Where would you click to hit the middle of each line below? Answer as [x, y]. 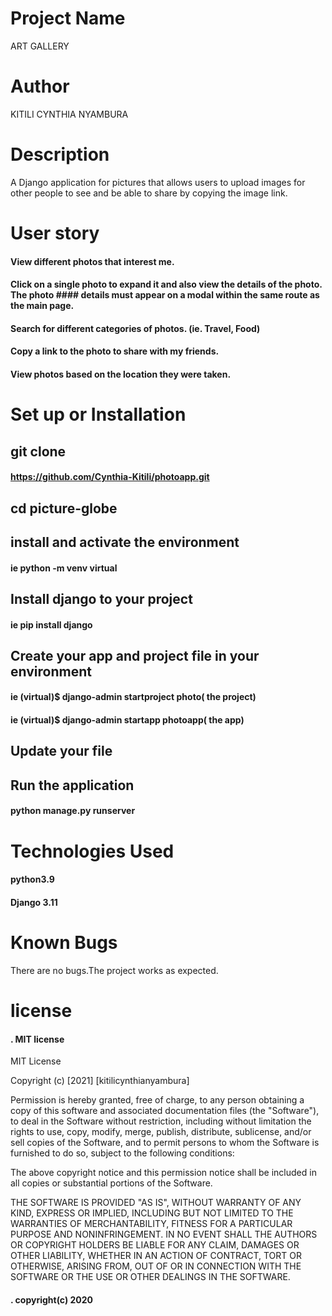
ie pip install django [51, 624]
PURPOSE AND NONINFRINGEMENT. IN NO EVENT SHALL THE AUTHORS [164, 1234]
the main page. [42, 306]
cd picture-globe [64, 508]
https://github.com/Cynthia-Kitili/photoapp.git [110, 477]
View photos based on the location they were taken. [121, 374]
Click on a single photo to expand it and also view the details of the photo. [166, 284]
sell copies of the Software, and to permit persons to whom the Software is [165, 1143]
